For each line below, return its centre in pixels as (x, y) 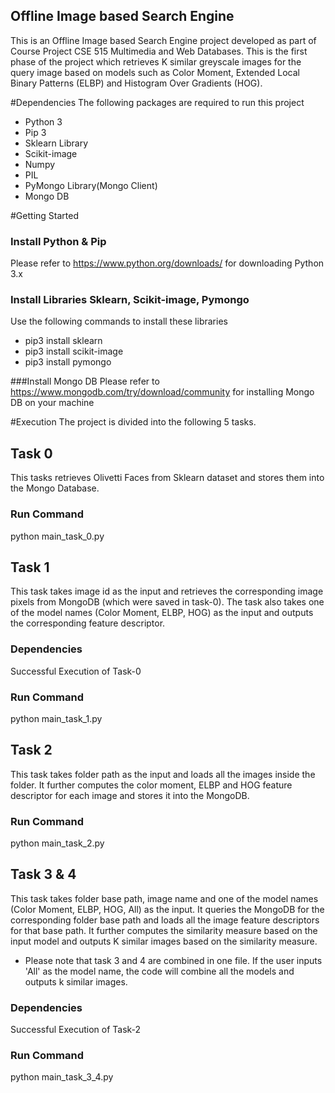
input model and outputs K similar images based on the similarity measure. (164, 941)
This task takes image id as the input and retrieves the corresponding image (167, 591)
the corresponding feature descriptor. (88, 623)
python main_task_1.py (56, 718)
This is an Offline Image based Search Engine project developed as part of (163, 40)
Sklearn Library (56, 143)
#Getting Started (44, 215)
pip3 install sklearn (63, 341)
